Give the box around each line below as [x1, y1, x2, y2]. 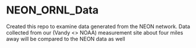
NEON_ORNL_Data [6, 4, 99, 17]
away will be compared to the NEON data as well [6, 35, 126, 42]
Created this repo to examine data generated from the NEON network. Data [6, 23, 191, 30]
